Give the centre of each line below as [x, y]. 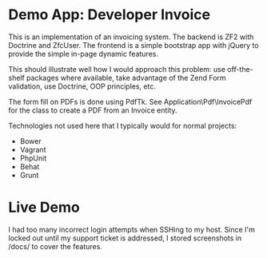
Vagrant [33, 149]
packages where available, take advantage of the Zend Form [126, 77]
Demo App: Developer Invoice [109, 15]
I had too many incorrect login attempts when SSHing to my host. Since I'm [132, 229]
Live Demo [44, 207]
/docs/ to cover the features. [55, 246]
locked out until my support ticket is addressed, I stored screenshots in [125, 238]
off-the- [240, 69]
